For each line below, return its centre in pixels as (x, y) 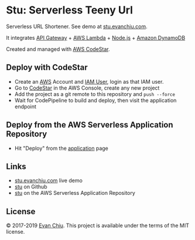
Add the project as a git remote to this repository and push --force (95, 94)
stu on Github (31, 187)
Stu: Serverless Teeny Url (70, 10)
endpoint (25, 107)
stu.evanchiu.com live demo (49, 181)
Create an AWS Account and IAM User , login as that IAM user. (89, 81)
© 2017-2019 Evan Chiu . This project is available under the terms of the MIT (97, 225)
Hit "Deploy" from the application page (61, 148)
